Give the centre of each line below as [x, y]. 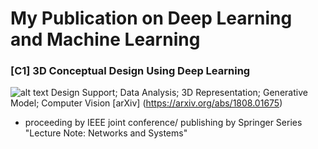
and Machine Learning [105, 39]
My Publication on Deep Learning [151, 18]
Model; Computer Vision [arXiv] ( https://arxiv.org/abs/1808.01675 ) [146, 103]
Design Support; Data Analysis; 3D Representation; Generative [179, 93]
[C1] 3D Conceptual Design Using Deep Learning [130, 71]
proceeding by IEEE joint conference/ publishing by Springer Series [163, 123]
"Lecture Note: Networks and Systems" [106, 133]
